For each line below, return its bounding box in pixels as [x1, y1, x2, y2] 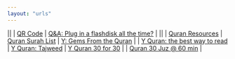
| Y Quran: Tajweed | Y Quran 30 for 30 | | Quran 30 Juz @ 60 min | [7, 44, 202, 52]
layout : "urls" [7, 10, 52, 17]
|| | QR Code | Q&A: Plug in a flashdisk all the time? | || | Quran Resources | [7, 29, 223, 37]
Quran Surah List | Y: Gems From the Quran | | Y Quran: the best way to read [7, 36, 228, 45]
